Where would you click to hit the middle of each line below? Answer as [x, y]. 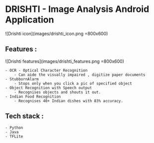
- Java [12, 132]
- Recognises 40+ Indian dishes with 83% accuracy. [69, 101]
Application [30, 20]
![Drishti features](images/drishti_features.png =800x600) [65, 61]
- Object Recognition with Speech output [49, 88]
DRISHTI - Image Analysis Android [77, 9]
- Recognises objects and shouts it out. [57, 92]
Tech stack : [24, 116]
